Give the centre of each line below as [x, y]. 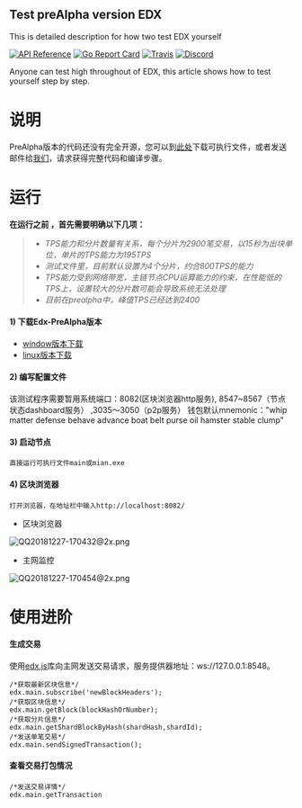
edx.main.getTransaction [56, 795]
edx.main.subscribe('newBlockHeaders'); [86, 692]
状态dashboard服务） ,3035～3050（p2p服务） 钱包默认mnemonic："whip [148, 410]
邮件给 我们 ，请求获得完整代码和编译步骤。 [88, 157]
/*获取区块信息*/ [37, 702]
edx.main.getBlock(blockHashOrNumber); [84, 710]
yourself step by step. [49, 81]
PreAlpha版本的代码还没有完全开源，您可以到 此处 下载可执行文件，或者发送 [148, 147]
